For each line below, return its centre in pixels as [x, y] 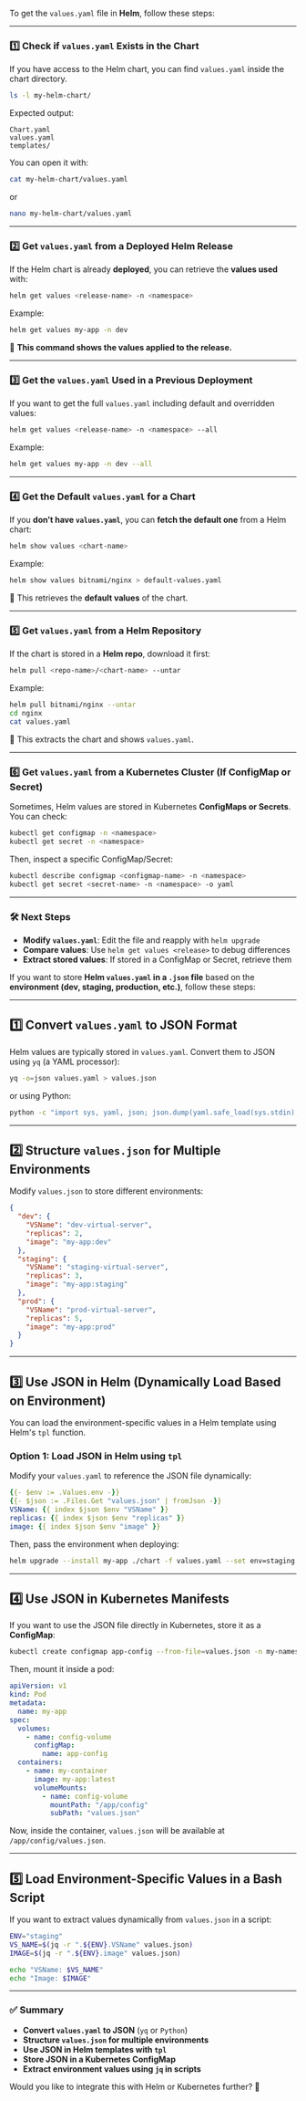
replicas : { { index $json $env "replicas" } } [97, 1518]
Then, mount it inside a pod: [62, 1669]
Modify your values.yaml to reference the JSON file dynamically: [131, 1476]
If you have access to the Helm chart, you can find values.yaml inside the [147, 69]
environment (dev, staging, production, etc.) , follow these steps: [133, 987]
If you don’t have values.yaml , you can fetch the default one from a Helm [148, 520]
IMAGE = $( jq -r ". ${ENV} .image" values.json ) [95, 1953]
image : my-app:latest [75, 1779]
